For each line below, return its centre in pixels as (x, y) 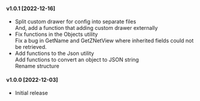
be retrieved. (31, 47)
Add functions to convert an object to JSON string (77, 60)
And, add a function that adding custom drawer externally (86, 28)
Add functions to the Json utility (54, 53)
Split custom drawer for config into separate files (75, 22)
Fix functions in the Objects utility (56, 34)
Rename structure (37, 66)
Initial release (31, 93)
